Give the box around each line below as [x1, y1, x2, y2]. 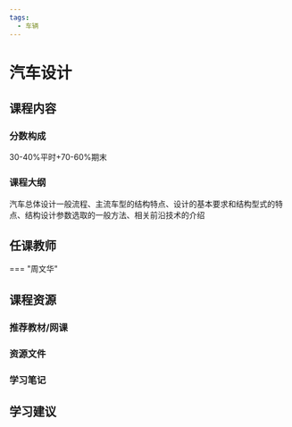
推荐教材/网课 [9, 321, 69, 333]
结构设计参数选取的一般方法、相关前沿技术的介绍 [24, 209, 205, 220]
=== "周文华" [9, 264, 58, 274]
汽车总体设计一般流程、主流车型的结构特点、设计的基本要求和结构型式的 [9, 198, 275, 209]
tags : [9, 13, 29, 22]
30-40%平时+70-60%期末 [9, 152, 107, 163]
